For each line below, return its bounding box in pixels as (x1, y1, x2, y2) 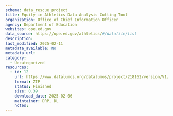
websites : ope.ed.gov (5, 27, 52, 32)
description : (5, 36, 33, 42)
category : (5, 55, 27, 61)
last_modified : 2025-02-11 (5, 41, 63, 46)
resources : (5, 65, 29, 70)
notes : (14, 103, 29, 108)
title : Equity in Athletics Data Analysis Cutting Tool (5, 12, 128, 17)
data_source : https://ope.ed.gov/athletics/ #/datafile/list (5, 31, 137, 36)
